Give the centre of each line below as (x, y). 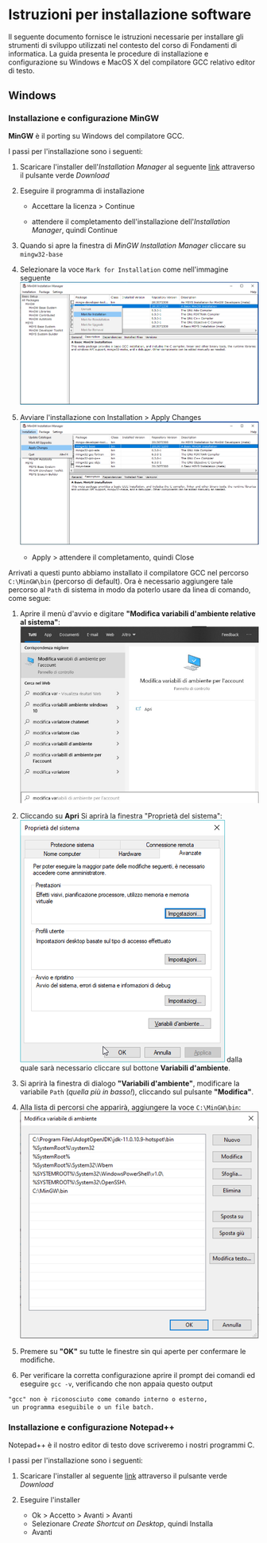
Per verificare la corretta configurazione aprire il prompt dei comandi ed (137, 1376)
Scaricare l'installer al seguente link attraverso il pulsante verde (124, 1475)
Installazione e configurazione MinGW (84, 119)
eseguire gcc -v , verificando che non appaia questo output (116, 1384)
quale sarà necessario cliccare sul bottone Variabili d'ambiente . (125, 1068)
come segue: (30, 599)
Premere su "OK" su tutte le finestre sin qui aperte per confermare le (133, 1352)
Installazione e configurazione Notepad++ (91, 1427)
